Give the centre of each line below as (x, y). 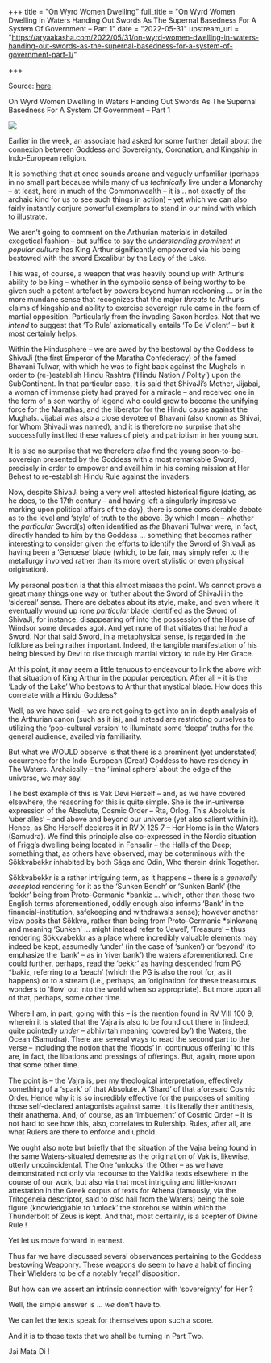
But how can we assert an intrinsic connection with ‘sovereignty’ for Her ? (131, 1289)
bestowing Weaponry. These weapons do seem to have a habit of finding (130, 1264)
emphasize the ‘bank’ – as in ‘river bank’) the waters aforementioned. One (131, 955)
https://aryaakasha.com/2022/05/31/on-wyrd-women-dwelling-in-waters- (135, 37)
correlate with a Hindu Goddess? (63, 695)
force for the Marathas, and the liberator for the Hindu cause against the (128, 409)
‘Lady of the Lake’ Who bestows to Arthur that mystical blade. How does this (135, 686)
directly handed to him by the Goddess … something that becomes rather (130, 535)
